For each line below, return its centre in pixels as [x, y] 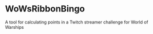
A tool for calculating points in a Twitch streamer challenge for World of [77, 22]
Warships [15, 27]
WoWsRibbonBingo [45, 9]
